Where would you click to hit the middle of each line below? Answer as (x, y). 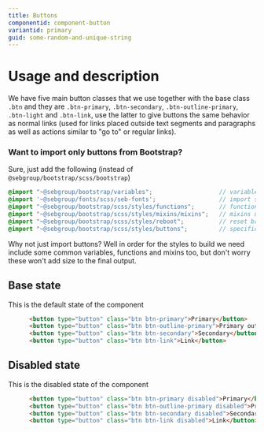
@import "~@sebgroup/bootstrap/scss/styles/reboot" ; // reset (128, 222)
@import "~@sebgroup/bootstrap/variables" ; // (117, 192)
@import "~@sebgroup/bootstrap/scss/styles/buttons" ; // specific (133, 229)
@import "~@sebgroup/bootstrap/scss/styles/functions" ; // (117, 207)
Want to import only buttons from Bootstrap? (95, 152)
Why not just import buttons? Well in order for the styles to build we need (126, 244)
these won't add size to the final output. (72, 260)
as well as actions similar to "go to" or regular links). (92, 132)
